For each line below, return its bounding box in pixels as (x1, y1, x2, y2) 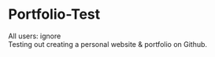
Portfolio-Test (8, 5, 101, 23)
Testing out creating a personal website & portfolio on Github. (8, 39, 207, 48)
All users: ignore (8, 31, 61, 41)
